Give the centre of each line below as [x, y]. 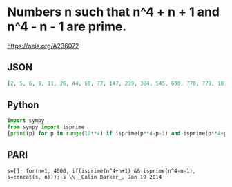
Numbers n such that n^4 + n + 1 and [113, 12]
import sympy [26, 121]
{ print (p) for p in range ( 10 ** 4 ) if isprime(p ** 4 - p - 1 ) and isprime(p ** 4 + [116, 134]
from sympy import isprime [46, 127]
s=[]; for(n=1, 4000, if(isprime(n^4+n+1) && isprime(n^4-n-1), [101, 171]
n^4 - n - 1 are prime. [67, 27]
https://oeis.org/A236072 [43, 46]
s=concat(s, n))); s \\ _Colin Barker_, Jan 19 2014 [85, 177]
